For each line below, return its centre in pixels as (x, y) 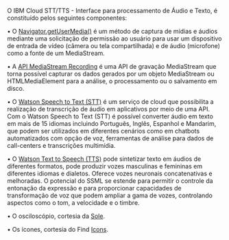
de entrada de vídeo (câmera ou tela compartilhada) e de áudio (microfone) (114, 46)
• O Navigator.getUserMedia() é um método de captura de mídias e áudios (112, 31)
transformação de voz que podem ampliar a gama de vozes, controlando (110, 195)
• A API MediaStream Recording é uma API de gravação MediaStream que (112, 66)
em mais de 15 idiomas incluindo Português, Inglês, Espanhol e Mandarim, (112, 123)
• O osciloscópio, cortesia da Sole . (56, 216)
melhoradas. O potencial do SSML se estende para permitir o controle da (110, 181)
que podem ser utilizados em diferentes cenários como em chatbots (104, 131)
